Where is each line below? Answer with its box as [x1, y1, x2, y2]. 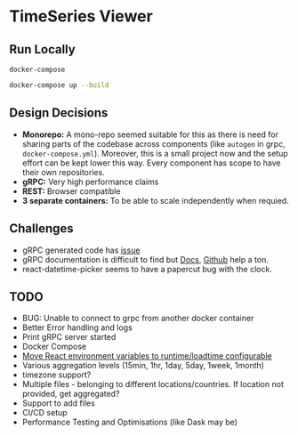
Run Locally [9, 42, 76, 57]
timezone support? [21, 369, 92, 380]
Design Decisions [9, 105, 109, 121]
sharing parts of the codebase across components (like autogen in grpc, [21, 138, 286, 149]
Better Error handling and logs [21, 322, 133, 333]
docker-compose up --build [9, 81, 109, 90]
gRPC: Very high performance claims [21, 176, 159, 187]
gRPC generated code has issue [21, 245, 141, 255]
